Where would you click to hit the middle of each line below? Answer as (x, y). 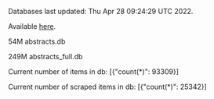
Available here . (32, 26)
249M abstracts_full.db (45, 57)
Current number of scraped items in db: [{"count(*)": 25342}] (108, 87)
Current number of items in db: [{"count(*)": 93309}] (93, 72)
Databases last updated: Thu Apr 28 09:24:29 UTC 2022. (101, 11)
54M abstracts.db (37, 41)
